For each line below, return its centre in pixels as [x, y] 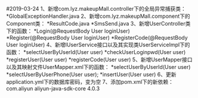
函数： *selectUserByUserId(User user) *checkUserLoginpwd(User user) [96, 52]
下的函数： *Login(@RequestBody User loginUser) [68, 31]
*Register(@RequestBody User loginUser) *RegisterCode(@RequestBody [97, 38]
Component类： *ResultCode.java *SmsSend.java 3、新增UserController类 [98, 23]
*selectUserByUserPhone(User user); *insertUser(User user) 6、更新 [91, 74]
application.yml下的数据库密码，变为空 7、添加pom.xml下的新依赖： [90, 82]
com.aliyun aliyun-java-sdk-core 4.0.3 [53, 88]
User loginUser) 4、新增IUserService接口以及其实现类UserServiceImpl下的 [98, 45]
